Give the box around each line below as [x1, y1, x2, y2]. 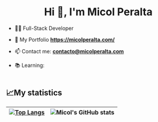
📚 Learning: [14, 62, 45, 69]
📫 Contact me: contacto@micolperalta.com [14, 48, 124, 55]
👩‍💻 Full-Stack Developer [14, 25, 74, 32]
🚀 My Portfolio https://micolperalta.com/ [14, 36, 115, 43]
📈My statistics [6, 88, 63, 98]
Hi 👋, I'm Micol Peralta [43, 5, 153, 19]
